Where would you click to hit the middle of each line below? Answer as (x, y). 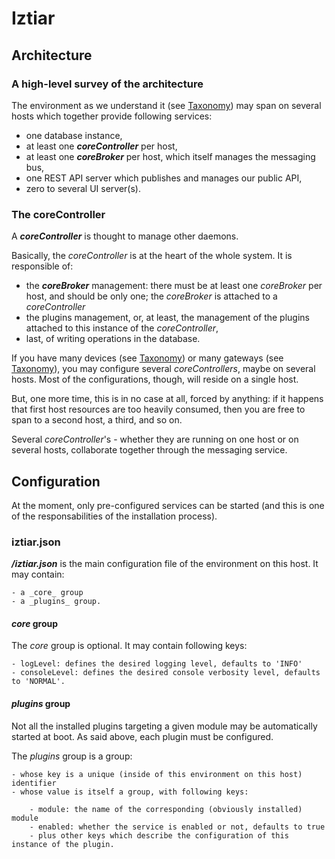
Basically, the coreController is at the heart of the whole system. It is (152, 256)
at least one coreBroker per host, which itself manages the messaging (170, 156)
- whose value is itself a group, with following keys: (130, 792)
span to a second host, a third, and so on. (97, 420)
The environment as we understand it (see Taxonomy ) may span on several (166, 105)
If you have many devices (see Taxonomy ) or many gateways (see (147, 358)
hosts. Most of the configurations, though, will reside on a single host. (155, 379)
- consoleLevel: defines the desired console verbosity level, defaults (166, 673)
